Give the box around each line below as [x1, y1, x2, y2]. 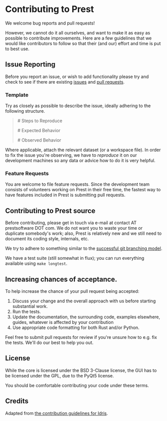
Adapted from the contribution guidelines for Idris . [5, 410, 108, 416]
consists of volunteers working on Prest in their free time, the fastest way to [5, 187, 161, 193]
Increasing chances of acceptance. [5, 275, 118, 283]
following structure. [5, 108, 45, 114]
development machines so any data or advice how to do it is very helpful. [5, 158, 156, 164]
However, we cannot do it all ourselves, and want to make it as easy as [5, 30, 151, 36]
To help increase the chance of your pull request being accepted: [5, 288, 140, 294]
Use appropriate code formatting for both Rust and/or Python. [12, 324, 140, 330]
